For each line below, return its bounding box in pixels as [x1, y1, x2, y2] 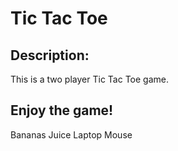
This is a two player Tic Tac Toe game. [10, 73, 169, 85]
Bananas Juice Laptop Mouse [10, 128, 133, 141]
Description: [10, 47, 90, 64]
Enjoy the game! [10, 102, 114, 119]
